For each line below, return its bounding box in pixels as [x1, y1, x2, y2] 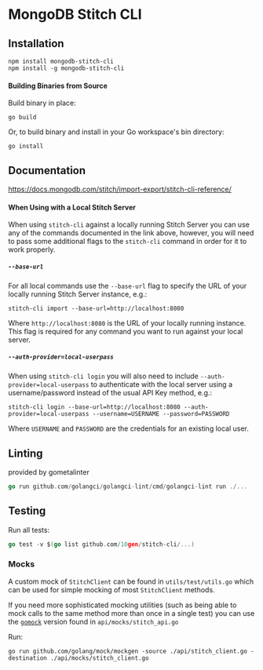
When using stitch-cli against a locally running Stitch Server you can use [8, 220, 250, 229]
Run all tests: [8, 525, 49, 534]
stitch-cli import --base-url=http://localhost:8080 [8, 304, 184, 313]
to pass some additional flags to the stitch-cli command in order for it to [8, 237, 247, 246]
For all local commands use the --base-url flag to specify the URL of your [8, 281, 247, 291]
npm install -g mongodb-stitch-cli [8, 64, 125, 72]
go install [8, 143, 44, 151]
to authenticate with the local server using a [90, 380, 233, 389]
